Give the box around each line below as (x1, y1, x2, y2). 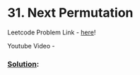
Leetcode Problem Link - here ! (7, 28, 96, 36)
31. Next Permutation (7, 5, 134, 21)
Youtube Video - (7, 41, 55, 50)
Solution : (7, 59, 40, 69)
